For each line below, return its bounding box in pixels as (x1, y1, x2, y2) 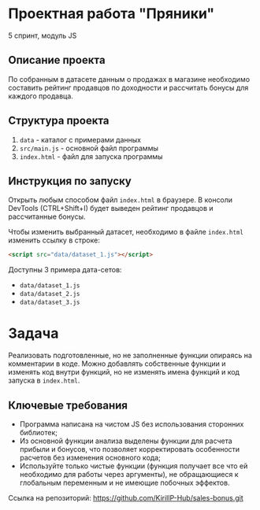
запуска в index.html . (8, 375, 80, 386)
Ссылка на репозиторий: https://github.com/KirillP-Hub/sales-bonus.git (8, 493, 244, 502)
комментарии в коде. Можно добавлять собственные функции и (8, 359, 226, 368)
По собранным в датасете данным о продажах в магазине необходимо (8, 74, 251, 83)
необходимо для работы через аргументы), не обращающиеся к (19, 470, 239, 479)
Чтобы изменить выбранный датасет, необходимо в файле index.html (8, 227, 244, 237)
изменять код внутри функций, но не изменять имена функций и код (8, 368, 240, 377)
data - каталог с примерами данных (19, 135, 142, 144)
